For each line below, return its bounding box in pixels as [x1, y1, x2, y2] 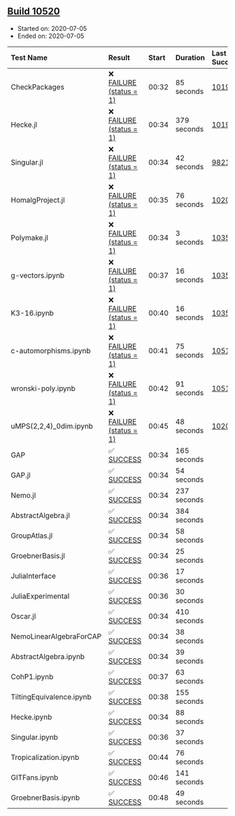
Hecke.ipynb [10, 712, 52, 721]
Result [108, 53, 131, 62]
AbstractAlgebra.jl [10, 510, 70, 520]
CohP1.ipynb [10, 672, 54, 681]
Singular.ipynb [10, 732, 58, 742]
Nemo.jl [10, 490, 36, 500]
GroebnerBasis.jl [10, 550, 65, 560]
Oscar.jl [10, 611, 36, 621]
